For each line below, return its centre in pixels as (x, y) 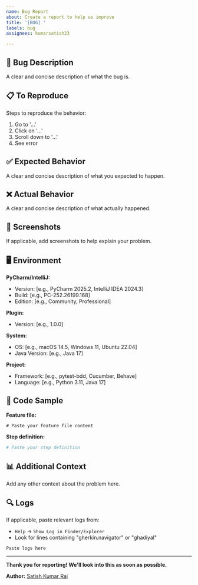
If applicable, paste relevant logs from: (53, 520)
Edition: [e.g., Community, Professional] (63, 301)
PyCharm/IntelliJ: (28, 277)
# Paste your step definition (43, 447)
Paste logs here (26, 549)
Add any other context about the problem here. (63, 484)
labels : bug (21, 28)
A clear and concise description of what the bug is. (68, 77)
